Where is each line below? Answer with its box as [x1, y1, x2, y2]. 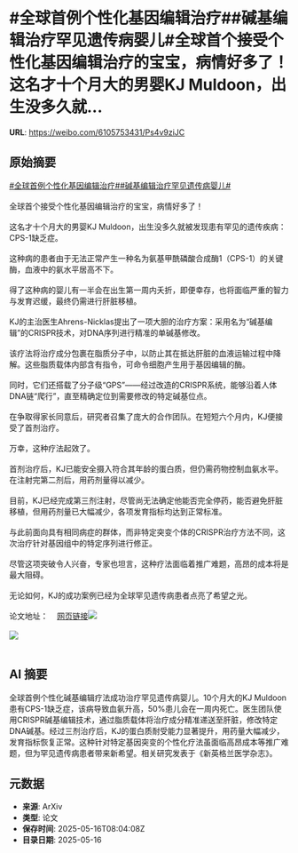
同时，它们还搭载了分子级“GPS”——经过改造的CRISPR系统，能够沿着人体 [9, 379, 278, 390]
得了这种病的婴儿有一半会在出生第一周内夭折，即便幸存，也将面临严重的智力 [9, 284, 289, 295]
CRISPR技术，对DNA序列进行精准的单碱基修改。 [27, 327, 206, 338]
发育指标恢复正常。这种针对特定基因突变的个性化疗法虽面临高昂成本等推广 [9, 737, 281, 747]
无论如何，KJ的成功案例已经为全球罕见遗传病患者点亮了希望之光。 [9, 590, 253, 601]
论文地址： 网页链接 [9, 610, 89, 621]
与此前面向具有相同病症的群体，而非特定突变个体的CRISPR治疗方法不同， [9, 526, 278, 538]
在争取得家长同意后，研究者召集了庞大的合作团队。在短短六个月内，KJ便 [9, 411, 276, 422]
